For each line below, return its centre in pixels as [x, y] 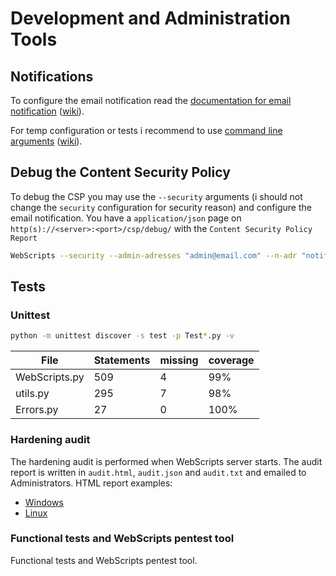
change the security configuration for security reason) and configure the [161, 207]
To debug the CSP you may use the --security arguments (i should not [156, 196]
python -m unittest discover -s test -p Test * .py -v [122, 336]
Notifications [52, 76]
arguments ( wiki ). [46, 141]
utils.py [32, 394]
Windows [44, 502]
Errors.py [37, 410]
